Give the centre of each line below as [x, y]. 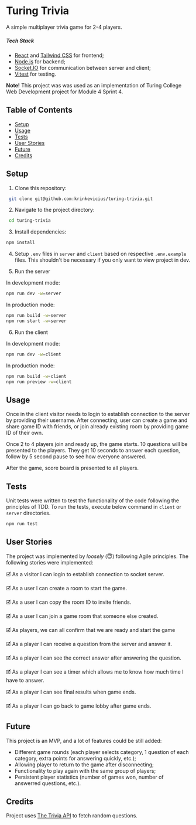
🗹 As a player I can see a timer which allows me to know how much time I [95, 672]
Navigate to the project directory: [54, 210]
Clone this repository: [40, 188]
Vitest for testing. [35, 74]
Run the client [31, 332]
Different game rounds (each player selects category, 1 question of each [102, 752]
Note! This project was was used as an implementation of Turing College [94, 85]
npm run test [22, 524]
